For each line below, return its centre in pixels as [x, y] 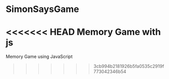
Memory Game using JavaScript [39, 56]
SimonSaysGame [43, 9]
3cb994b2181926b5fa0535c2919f [129, 66]
